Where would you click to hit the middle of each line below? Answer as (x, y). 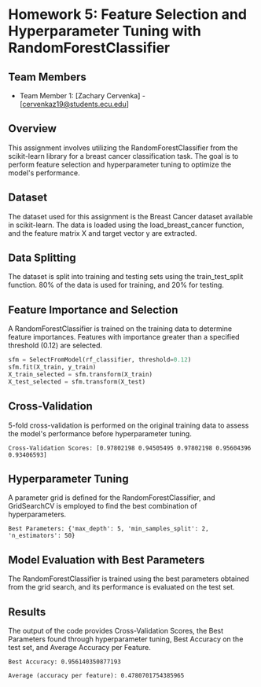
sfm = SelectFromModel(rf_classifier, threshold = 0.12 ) (100, 360)
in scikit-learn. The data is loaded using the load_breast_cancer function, (126, 225)
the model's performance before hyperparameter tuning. (100, 433)
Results (27, 612)
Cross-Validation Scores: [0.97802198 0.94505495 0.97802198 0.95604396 (130, 448)
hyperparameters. (37, 514)
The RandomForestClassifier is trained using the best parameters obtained (129, 579)
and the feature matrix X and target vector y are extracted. (103, 233)
